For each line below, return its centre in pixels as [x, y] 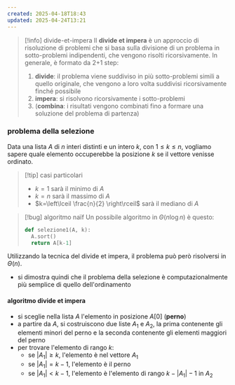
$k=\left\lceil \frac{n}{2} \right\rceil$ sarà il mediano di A [117, 203]
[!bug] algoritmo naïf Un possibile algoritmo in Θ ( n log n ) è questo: [119, 217]
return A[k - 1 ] [52, 243]
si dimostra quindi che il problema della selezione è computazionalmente [122, 277]
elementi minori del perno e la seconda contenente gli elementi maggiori [122, 332]
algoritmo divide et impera [47, 301]
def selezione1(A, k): [58, 230]
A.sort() [44, 236]
